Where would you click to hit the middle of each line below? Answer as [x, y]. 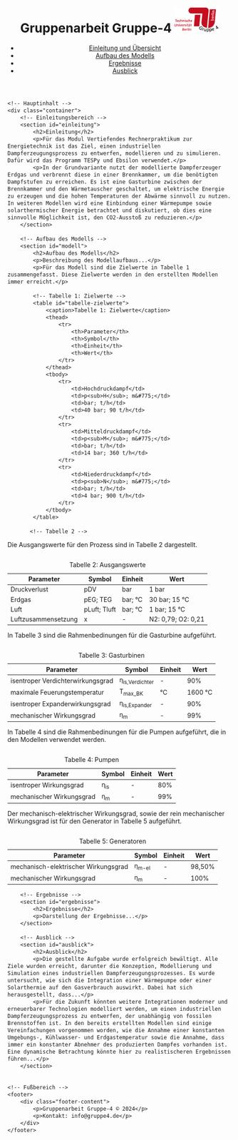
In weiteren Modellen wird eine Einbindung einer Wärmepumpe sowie [110, 203]
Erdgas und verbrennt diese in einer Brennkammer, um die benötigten [113, 175]
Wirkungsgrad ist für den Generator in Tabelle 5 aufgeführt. [95, 821]
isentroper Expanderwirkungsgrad [61, 703]
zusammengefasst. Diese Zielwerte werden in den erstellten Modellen [113, 275]
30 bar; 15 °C [169, 599]
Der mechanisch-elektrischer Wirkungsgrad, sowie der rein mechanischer [116, 813]
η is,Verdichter [137, 680]
